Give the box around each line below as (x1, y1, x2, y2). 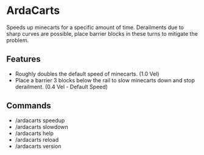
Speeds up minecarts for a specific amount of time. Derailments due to (6, 24, 185, 31)
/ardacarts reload (15, 136, 59, 143)
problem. (6, 36, 29, 44)
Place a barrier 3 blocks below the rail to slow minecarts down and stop (15, 76, 195, 84)
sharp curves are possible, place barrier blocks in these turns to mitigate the (6, 30, 198, 37)
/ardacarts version (15, 142, 62, 150)
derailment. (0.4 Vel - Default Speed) (15, 83, 108, 90)
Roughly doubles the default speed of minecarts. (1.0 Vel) (15, 70, 160, 77)
